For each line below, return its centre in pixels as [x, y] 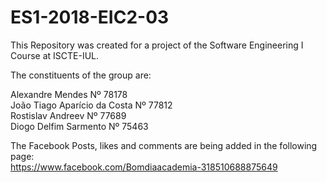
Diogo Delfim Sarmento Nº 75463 [79, 126]
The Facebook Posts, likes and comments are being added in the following [164, 145]
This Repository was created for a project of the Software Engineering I [157, 45]
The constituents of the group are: [81, 75]
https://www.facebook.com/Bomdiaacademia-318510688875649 [144, 167]
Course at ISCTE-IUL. [55, 55]
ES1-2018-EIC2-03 [90, 17]
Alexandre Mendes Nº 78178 [69, 94]
